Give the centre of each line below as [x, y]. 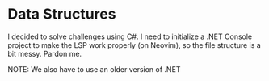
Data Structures [62, 14]
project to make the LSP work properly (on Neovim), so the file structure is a [134, 45]
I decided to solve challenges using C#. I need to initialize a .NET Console [130, 36]
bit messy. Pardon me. [45, 53]
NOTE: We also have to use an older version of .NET [94, 69]
